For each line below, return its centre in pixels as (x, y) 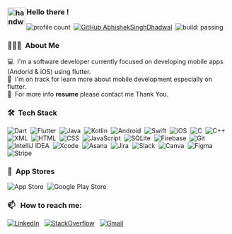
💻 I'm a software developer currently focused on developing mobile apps (116, 61)
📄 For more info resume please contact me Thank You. (88, 94)
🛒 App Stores (31, 171)
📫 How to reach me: (45, 206)
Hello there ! (48, 12)
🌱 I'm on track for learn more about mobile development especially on (110, 79)
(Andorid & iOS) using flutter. (49, 71)
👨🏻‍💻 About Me (34, 46)
